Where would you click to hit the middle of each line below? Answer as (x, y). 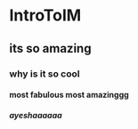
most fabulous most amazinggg (69, 95)
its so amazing (50, 48)
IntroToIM (45, 16)
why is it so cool (45, 74)
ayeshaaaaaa (36, 115)
